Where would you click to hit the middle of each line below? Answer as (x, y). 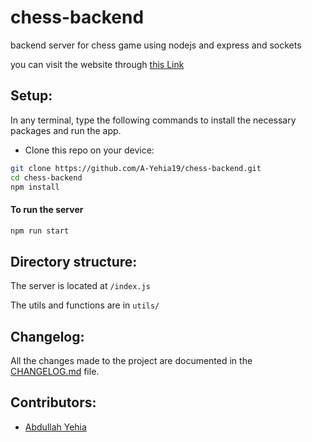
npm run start (40, 231)
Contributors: (53, 402)
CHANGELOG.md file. (55, 372)
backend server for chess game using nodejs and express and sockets (156, 45)
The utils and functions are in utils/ (85, 305)
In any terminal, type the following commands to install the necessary (153, 120)
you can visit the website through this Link (97, 64)
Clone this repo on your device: (89, 150)
